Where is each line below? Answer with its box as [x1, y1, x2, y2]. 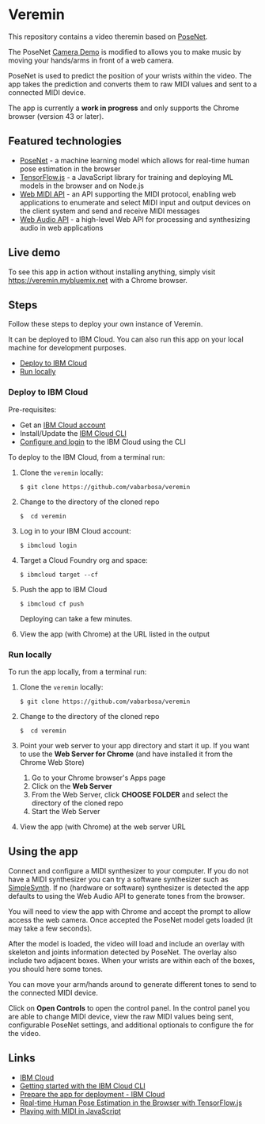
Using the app [8, 845, 79, 858]
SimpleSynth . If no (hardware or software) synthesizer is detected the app [8, 882, 250, 893]
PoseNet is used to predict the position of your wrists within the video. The [8, 71, 252, 80]
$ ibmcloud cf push [19, 600, 85, 608]
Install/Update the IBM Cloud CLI [19, 428, 127, 438]
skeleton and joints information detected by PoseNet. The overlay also [8, 947, 237, 957]
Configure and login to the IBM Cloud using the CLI [19, 437, 186, 446]
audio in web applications [19, 223, 104, 232]
